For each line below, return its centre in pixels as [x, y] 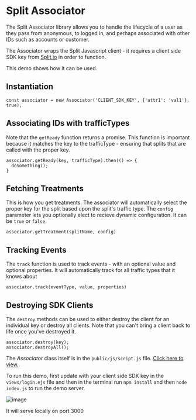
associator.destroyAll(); [37, 347]
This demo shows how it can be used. [52, 68]
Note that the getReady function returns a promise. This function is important [98, 137]
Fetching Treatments [45, 188]
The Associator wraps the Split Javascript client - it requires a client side [94, 50]
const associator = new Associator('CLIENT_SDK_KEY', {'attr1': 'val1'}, [98, 100]
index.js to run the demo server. [46, 388]
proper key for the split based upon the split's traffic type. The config [90, 209]
